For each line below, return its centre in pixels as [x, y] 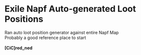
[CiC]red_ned [19, 48]
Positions [24, 19]
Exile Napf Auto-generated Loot [70, 9]
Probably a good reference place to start [45, 38]
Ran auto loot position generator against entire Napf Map [62, 32]
